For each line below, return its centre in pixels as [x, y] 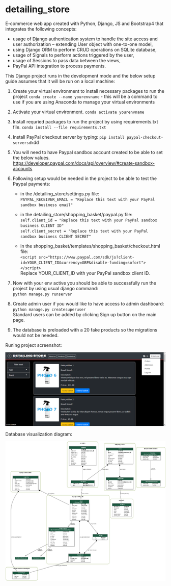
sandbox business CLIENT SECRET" [56, 236]
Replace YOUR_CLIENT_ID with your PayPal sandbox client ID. [85, 273]
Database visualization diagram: [39, 434]
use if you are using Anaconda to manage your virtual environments [84, 102]
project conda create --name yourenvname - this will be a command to [85, 96]
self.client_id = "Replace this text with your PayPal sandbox [89, 220]
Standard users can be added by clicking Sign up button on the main [84, 314]
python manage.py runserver [42, 294]
